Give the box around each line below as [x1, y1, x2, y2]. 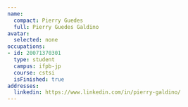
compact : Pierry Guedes [13, 17, 83, 24]
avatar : [7, 30, 30, 37]
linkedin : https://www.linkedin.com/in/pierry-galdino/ [13, 89, 181, 96]
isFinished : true [13, 75, 65, 83]
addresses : [7, 82, 39, 89]
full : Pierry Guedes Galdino [13, 23, 99, 30]
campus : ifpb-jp [13, 63, 61, 70]
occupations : [7, 43, 46, 50]
